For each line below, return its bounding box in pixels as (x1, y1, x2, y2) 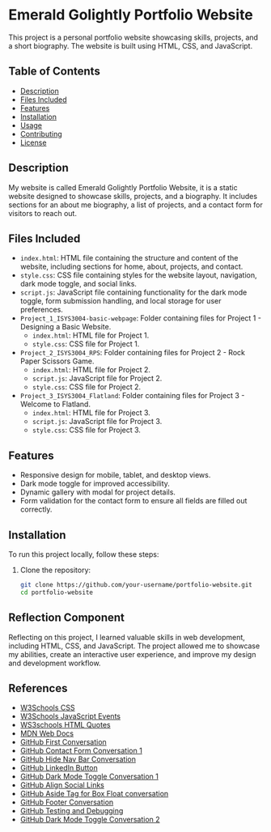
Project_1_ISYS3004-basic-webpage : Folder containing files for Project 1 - (19, 313, 261, 323)
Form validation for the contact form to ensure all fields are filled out (19, 496, 248, 506)
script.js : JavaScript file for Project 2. (32, 374, 163, 384)
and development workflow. (8, 658, 101, 668)
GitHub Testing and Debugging (19, 806, 124, 816)
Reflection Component (8, 611, 125, 625)
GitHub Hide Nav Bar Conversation (19, 754, 136, 764)
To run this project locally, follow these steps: (8, 550, 159, 559)
